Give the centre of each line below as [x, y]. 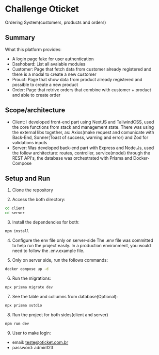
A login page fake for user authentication [53, 59]
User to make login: [32, 333]
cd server [15, 213]
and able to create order [36, 95]
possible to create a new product [45, 85]
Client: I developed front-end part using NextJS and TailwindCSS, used [83, 122]
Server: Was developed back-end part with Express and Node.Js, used [83, 148]
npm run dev [17, 323]
